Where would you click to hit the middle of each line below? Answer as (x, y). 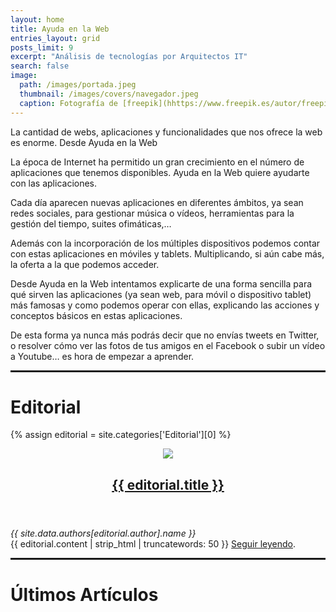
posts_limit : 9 (42, 47)
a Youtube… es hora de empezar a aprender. (102, 356)
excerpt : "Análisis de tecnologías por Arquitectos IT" (129, 57)
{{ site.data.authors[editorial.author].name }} (103, 533)
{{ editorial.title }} (168, 484)
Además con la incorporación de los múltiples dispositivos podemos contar (165, 243)
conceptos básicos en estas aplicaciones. (96, 315)
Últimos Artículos (84, 595)
